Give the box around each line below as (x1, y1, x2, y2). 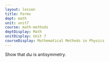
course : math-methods (5, 25, 49, 30)
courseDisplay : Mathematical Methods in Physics (5, 38, 105, 43)
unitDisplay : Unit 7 (5, 34, 47, 39)
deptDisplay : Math (5, 29, 42, 34)
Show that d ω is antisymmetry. (5, 51, 66, 57)
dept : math (5, 16, 27, 21)
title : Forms (5, 12, 31, 16)
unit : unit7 (5, 20, 29, 25)
